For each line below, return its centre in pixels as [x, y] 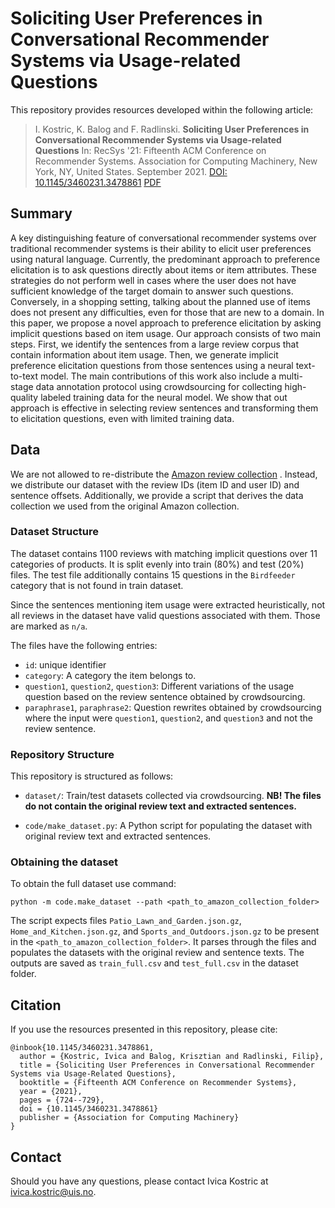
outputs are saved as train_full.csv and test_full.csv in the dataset [154, 963]
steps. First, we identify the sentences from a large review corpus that [155, 344]
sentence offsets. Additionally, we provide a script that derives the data [157, 495]
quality [24, 397]
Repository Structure [62, 754]
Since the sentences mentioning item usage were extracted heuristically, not [168, 604]
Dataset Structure [55, 532]
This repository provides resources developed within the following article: [162, 109]
